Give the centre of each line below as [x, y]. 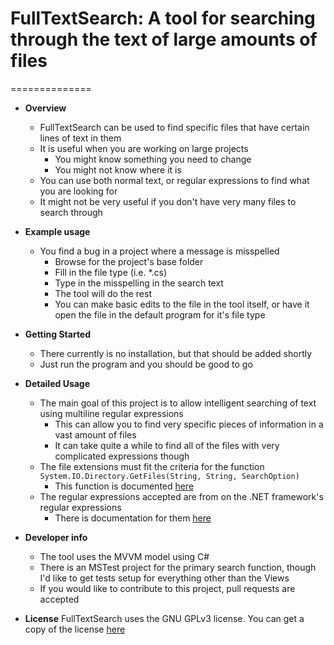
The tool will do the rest [103, 293]
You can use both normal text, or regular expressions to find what [174, 180]
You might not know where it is [118, 169]
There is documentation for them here [133, 518]
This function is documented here [124, 486]
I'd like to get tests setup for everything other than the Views [164, 578]
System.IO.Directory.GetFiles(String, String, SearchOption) [169, 476]
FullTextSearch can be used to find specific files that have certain [174, 127]
